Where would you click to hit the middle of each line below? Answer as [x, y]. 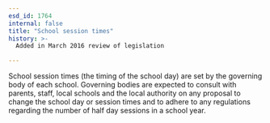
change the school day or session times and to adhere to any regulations [129, 102]
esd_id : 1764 [30, 16]
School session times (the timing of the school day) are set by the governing [135, 76]
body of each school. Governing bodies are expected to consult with [122, 85]
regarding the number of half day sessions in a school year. [107, 111]
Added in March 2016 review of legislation [90, 46]
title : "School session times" [61, 31]
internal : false [36, 23]
